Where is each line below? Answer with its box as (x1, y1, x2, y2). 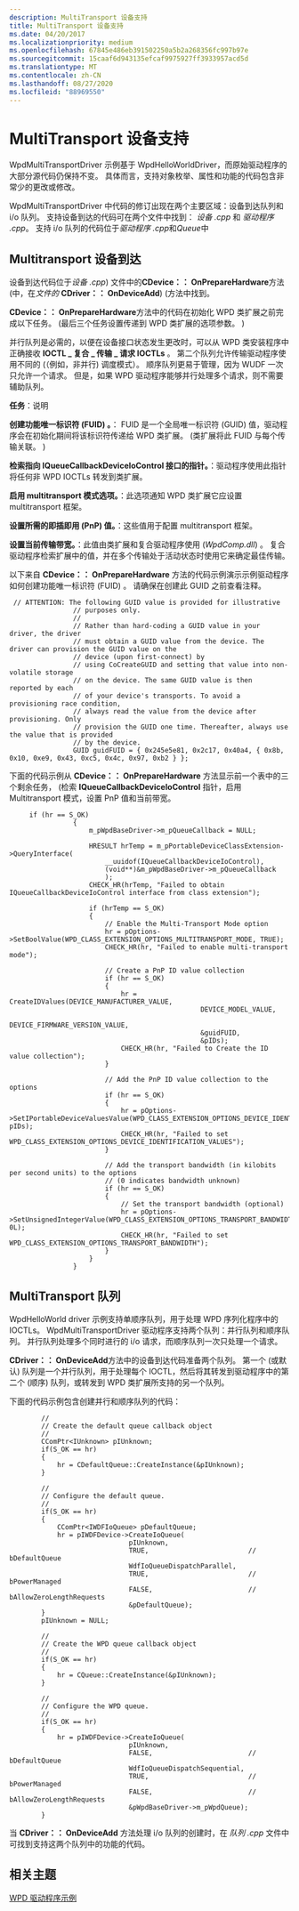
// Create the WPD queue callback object (41, 1640, 198, 1649)
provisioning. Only (9, 715, 82, 724)
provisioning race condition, (9, 699, 122, 708)
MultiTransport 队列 (9, 1288, 121, 1303)
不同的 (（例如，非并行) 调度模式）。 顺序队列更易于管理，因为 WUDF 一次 (16, 359, 284, 370)
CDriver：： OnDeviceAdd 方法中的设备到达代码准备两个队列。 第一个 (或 (9, 1355, 279, 1366)
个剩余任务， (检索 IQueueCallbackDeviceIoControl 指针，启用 (9, 782, 242, 793)
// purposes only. (72, 606, 141, 615)
